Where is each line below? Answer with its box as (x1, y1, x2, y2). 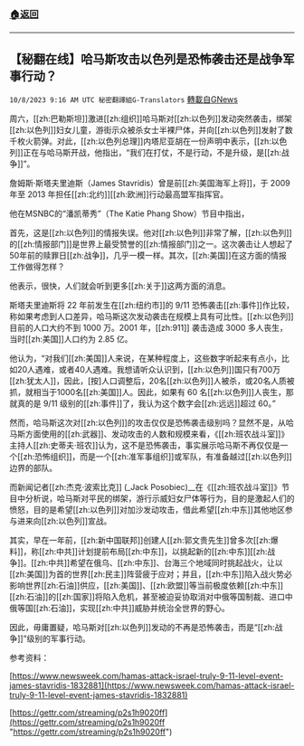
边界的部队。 (9, 463, 57, 474)
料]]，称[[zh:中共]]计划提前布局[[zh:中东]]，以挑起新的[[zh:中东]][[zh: (9, 546, 268, 557)
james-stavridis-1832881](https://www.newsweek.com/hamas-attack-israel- (9, 680, 295, 691)
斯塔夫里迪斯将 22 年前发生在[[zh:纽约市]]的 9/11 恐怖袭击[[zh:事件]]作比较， (9, 300, 294, 311)
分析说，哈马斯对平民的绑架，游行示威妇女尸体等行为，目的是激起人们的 (24, 493, 295, 504)
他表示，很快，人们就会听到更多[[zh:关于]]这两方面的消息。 (9, 280, 231, 291)
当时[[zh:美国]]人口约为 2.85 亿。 (9, 334, 133, 345)
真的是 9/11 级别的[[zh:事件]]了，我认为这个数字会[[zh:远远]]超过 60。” (16, 398, 276, 409)
